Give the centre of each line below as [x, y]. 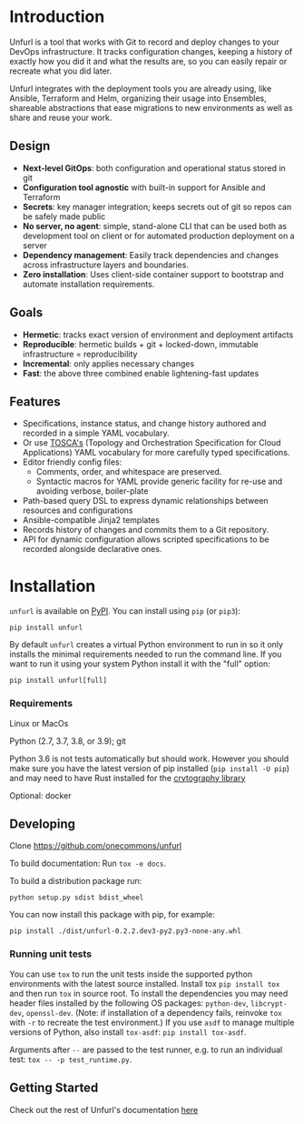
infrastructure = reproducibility [80, 354]
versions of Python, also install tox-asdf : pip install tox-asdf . [128, 1032]
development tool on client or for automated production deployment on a [158, 236]
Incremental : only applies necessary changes [108, 363]
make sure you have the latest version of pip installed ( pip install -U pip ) [150, 768]
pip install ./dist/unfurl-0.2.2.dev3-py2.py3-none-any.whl [126, 931]
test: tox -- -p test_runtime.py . [71, 1059]
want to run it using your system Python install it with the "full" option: [140, 664]
